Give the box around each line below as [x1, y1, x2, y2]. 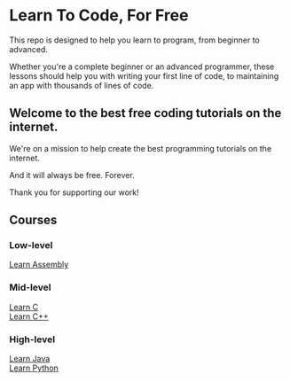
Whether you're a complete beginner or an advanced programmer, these [9, 61, 275, 72]
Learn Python [9, 363, 59, 373]
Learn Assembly [9, 259, 69, 270]
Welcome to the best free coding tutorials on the [9, 105, 282, 121]
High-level [9, 333, 56, 346]
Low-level [9, 239, 53, 252]
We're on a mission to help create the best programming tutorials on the [9, 143, 272, 153]
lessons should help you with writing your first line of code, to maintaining [9, 70, 279, 81]
